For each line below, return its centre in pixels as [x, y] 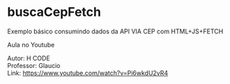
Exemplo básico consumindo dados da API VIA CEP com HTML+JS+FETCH [115, 31]
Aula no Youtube [31, 44]
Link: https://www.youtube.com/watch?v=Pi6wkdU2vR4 [88, 73]
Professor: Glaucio [34, 65]
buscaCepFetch [54, 12]
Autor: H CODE [29, 58]
